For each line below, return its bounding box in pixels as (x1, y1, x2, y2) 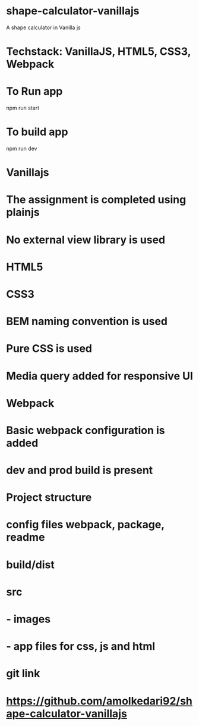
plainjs (6, 205, 40, 219)
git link (6, 667, 40, 680)
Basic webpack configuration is (6, 423, 165, 437)
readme (6, 531, 45, 544)
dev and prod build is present (6, 463, 153, 477)
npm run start (6, 104, 40, 111)
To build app (6, 125, 68, 139)
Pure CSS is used (6, 342, 92, 356)
